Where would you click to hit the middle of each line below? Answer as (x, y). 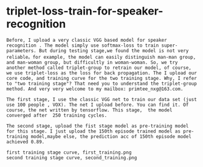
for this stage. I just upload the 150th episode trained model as (94, 131)
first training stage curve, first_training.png (69, 152)
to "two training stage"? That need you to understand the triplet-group (102, 83)
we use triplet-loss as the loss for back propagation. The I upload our (102, 73)
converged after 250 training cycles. (57, 115)
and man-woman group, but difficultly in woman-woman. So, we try (92, 62)
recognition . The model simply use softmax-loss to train (83, 45)
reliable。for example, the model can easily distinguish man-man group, (101, 57)
